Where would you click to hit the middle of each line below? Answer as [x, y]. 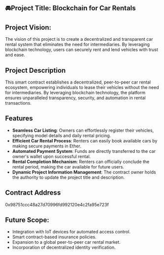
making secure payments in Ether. [47, 146]
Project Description [35, 70]
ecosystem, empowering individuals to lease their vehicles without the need [82, 87]
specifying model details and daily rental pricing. [62, 135]
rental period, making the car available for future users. [68, 167]
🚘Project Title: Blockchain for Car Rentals [71, 8]
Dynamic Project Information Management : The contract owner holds [84, 172]
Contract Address [33, 193]
